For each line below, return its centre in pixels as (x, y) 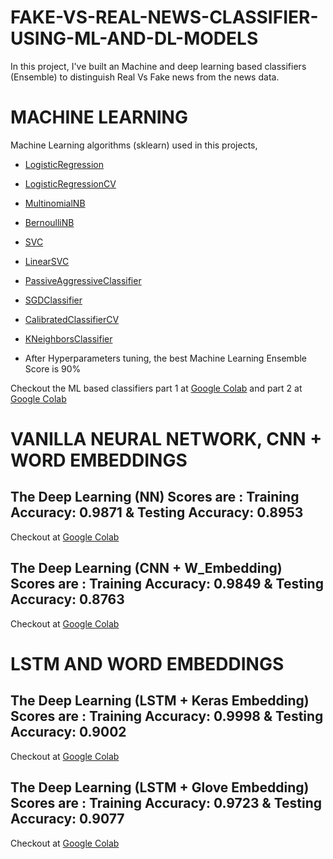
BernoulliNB (49, 222)
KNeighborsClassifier (68, 338)
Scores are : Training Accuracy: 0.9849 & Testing (167, 584)
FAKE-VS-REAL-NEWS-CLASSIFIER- (164, 17)
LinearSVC (47, 261)
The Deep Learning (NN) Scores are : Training (155, 497)
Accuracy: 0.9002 (68, 732)
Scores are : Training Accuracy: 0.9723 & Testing (166, 803)
